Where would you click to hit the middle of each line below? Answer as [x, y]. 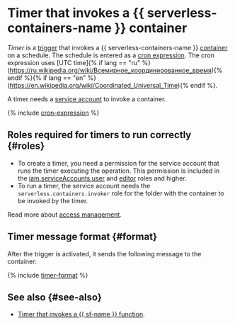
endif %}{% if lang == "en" [47, 78]
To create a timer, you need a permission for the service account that [118, 163]
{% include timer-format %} [48, 275]
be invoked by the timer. [53, 200]
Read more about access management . [64, 215]
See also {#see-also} [55, 297]
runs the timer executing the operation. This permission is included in [119, 171]
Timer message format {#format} [82, 237]
